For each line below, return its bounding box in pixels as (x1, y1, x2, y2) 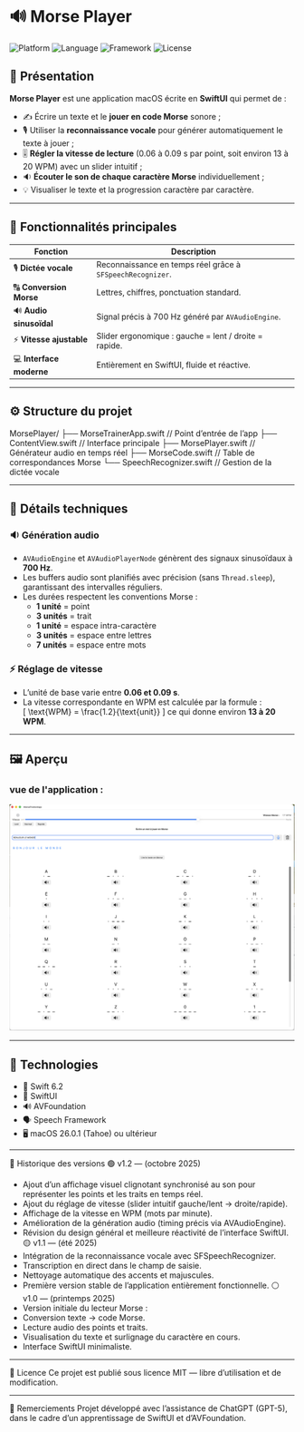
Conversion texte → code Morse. (22, 1312, 146, 1323)
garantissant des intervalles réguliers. (22, 581, 163, 593)
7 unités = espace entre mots (35, 639, 147, 650)
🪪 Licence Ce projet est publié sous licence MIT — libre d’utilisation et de (9, 1368, 282, 1378)
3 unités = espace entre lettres (35, 630, 152, 641)
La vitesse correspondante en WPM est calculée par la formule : (22, 697, 262, 707)
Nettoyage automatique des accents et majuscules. (22, 1270, 214, 1281)
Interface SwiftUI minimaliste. (22, 1341, 133, 1352)
